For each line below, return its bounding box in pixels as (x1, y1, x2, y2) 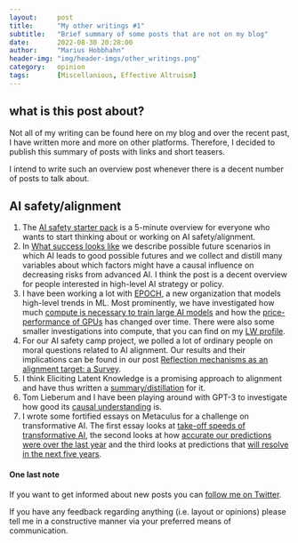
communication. (9, 525, 68, 536)
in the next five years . (21, 449, 102, 459)
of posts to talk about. (9, 172, 90, 183)
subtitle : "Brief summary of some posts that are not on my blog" (9, 29, 269, 38)
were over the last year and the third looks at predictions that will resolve (21, 439, 289, 450)
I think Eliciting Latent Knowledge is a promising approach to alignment (21, 373, 283, 384)
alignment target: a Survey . (21, 363, 122, 374)
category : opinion (9, 63, 86, 72)
